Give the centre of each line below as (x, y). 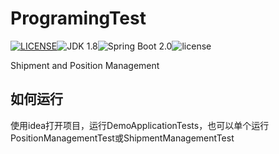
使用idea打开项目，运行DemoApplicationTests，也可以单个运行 (140, 125)
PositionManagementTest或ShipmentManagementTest (122, 138)
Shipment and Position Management (85, 65)
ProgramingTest (78, 18)
